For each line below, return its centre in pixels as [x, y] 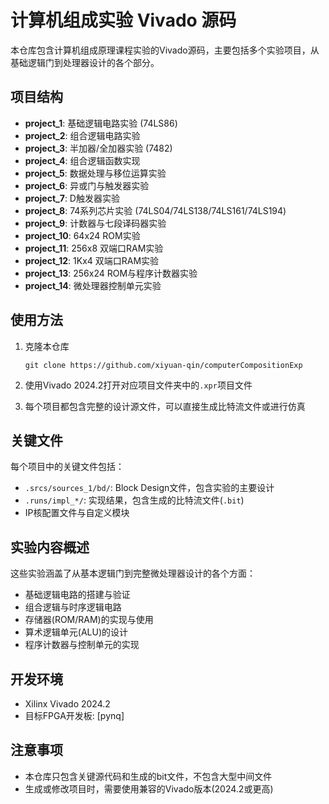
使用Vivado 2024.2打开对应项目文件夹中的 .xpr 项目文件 [138, 385]
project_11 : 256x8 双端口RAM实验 [94, 248]
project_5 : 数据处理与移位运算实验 [95, 173]
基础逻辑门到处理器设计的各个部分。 [85, 62]
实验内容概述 [50, 547]
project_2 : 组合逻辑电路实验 [82, 135]
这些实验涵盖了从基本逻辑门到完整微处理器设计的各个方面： [133, 573]
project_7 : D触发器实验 [72, 198]
